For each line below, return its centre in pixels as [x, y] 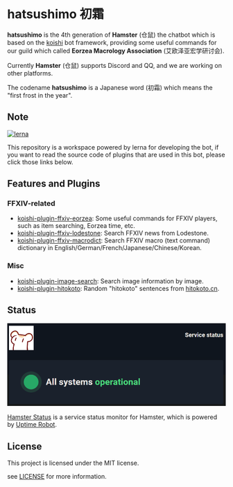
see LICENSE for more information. [57, 476]
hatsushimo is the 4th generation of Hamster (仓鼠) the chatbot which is [111, 35]
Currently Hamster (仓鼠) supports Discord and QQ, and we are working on [114, 65]
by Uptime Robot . [32, 425]
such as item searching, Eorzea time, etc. [76, 226]
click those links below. [40, 162]
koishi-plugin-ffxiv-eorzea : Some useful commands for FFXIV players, [117, 218]
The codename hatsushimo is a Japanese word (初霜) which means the [110, 87]
